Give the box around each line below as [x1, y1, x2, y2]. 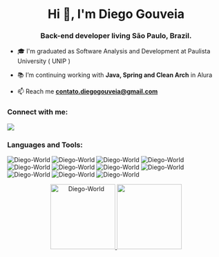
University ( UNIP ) [17, 57, 71, 65]
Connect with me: [7, 107, 68, 117]
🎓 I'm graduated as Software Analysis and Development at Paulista [17, 47, 211, 55]
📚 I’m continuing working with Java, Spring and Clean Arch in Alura [17, 71, 213, 79]
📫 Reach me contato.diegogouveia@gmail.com [17, 87, 158, 96]
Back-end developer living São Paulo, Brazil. [40, 31, 192, 41]
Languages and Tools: [7, 140, 83, 150]
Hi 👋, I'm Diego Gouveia [47, 6, 185, 22]
